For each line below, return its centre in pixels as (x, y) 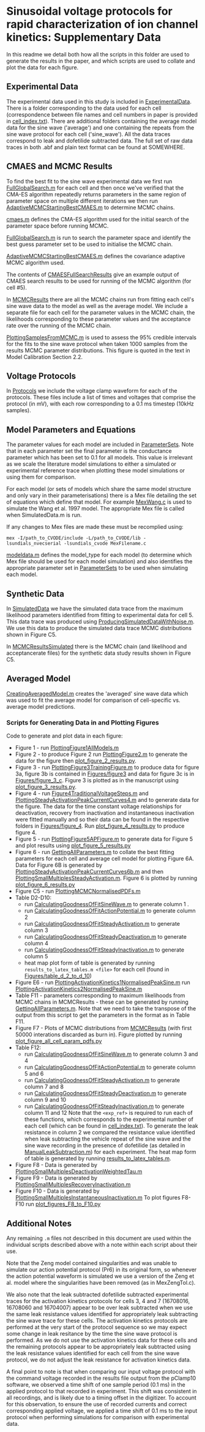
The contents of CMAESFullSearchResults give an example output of (93, 274)
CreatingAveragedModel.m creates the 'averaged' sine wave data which (97, 693)
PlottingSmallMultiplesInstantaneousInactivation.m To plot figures (98, 1198)
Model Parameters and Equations (71, 430)
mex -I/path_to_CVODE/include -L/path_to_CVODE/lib (73, 538)
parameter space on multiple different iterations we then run (82, 201)
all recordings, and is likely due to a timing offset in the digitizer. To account (102, 1398)
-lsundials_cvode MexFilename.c (105, 544)
